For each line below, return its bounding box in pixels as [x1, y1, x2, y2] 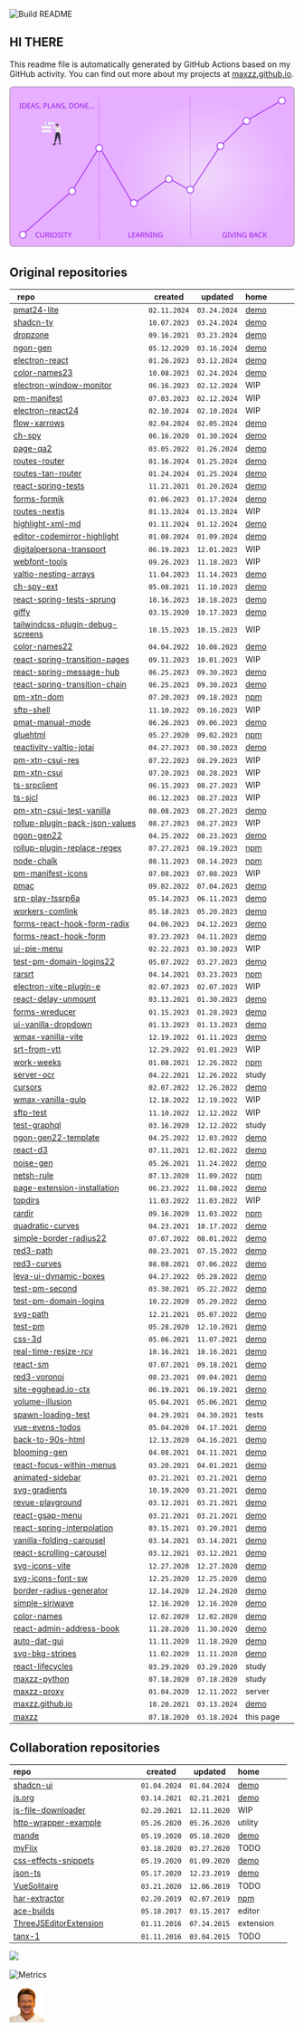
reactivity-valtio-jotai [13, 742, 95, 753]
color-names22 [13, 641, 73, 652]
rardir [13, 1207, 34, 1218]
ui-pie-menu [13, 943, 63, 954]
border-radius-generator [13, 1585, 109, 1597]
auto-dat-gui [13, 1636, 64, 1646]
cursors [13, 1082, 43, 1092]
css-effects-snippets [13, 1856, 95, 1866]
